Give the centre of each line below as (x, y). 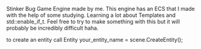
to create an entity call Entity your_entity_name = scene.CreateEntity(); (95, 40)
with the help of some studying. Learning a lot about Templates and (91, 15)
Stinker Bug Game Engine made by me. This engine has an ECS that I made (100, 9)
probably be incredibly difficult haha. (52, 28)
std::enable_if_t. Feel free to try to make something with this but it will (93, 21)
